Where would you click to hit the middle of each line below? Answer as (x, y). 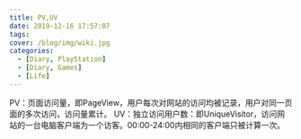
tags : (19, 34)
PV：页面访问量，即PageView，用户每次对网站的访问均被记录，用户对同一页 (151, 102)
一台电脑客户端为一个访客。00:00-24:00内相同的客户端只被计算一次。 (155, 125)
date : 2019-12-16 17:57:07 (60, 26)
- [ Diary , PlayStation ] (62, 59)
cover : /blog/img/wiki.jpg (60, 43)
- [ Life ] (34, 76)
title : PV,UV (34, 17)
